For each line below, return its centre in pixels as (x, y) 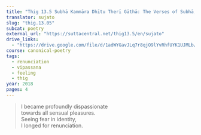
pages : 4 (17, 90)
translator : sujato (31, 17)
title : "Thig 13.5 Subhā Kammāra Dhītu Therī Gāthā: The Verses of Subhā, (101, 12)
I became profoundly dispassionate (64, 106)
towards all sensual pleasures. (58, 113)
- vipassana (27, 67)
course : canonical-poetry (38, 51)
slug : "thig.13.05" (31, 23)
